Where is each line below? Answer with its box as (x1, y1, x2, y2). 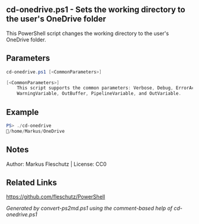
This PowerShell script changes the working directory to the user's (6, 30, 169, 37)
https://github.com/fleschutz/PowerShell (6, 193, 105, 200)
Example (6, 107, 39, 117)
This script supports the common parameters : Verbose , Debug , (17, 85, 174, 91)
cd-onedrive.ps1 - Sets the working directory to (6, 5, 185, 15)
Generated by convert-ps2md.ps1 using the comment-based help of (6, 204, 173, 212)
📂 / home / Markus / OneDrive (6, 128, 65, 134)
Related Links (6, 177, 57, 187)
